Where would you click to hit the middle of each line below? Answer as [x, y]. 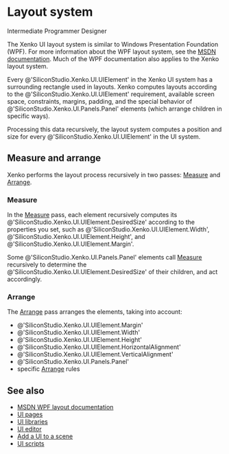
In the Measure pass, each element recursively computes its [92, 215]
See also [26, 390]
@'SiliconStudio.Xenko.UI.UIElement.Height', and [76, 237]
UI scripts [31, 444]
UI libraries [32, 422]
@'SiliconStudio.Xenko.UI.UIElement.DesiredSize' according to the [101, 222]
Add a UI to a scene [45, 436]
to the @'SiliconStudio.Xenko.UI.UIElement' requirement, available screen [111, 94]
